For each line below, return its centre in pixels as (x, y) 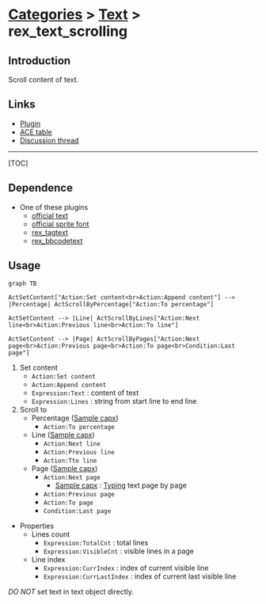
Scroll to (33, 410)
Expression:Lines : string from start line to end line (114, 401)
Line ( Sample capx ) (63, 435)
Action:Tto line (70, 461)
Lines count (51, 534)
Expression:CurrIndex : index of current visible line (126, 568)
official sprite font (60, 224)
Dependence (41, 188)
